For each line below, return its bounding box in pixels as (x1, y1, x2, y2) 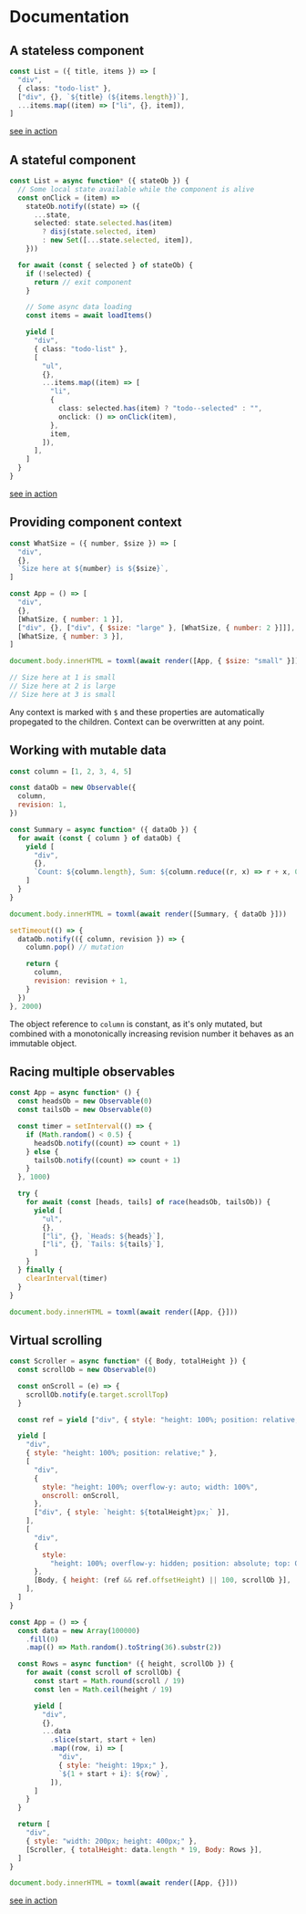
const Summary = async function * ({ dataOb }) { (9, 825, 198, 834)
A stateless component (9, 43, 144, 58)
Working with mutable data (9, 743, 167, 758)
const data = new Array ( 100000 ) (17, 1626, 141, 1635)
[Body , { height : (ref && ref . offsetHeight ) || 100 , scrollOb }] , (33, 1576, 291, 1585)
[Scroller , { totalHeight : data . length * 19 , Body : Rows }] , (25, 1845, 263, 1854)
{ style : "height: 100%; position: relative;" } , (25, 1449, 219, 1458)
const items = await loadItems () (25, 311, 153, 320)
